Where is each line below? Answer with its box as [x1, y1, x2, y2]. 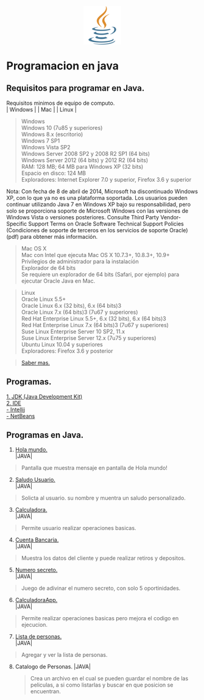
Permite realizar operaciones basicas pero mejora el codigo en [21, 615, 179, 622]
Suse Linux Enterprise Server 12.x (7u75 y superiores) [21, 334, 157, 341]
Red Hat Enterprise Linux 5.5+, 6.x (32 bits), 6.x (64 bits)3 [21, 314, 166, 322]
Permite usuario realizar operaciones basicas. [21, 525, 136, 532]
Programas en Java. [6, 430, 84, 440]
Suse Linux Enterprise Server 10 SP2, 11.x [21, 328, 125, 335]
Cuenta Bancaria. [15, 536, 59, 543]
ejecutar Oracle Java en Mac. [21, 277, 96, 285]
